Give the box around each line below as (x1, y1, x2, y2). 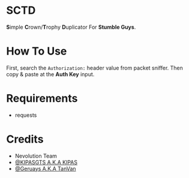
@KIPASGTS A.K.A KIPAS (14, 158, 78, 165)
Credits (6, 132, 44, 146)
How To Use (6, 44, 67, 58)
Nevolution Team (14, 152, 57, 159)
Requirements (6, 92, 78, 105)
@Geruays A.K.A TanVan (14, 165, 76, 172)
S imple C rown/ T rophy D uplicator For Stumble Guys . (6, 23, 136, 31)
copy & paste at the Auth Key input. (6, 70, 95, 78)
